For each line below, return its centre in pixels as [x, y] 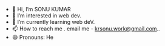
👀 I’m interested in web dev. [47, 16]
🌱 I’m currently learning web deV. [53, 22]
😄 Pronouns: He [32, 37]
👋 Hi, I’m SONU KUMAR [41, 9]
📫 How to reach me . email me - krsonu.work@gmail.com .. [86, 29]
